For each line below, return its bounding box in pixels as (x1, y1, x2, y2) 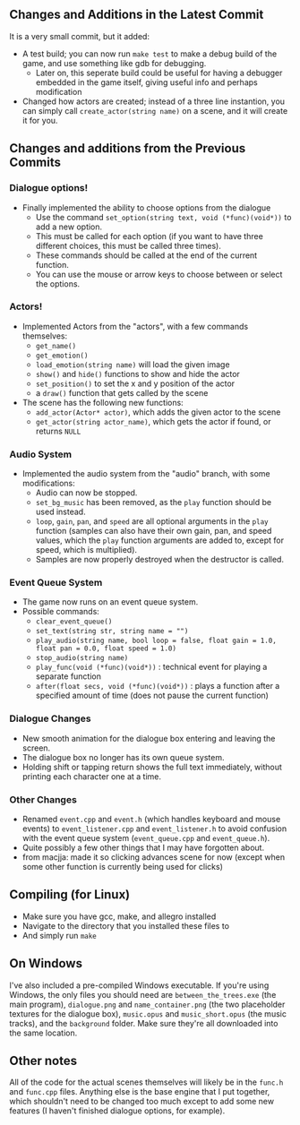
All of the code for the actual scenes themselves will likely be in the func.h (9, 1077, 284, 1087)
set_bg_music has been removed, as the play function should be (35, 497, 271, 508)
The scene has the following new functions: (21, 397, 184, 408)
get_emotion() (35, 351, 89, 360)
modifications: (21, 478, 76, 489)
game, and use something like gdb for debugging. (21, 57, 207, 68)
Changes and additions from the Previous (9, 141, 246, 156)
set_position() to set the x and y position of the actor (35, 378, 236, 389)
